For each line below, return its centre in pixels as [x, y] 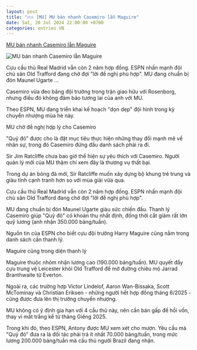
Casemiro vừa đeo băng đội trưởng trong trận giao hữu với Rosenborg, [91, 91]
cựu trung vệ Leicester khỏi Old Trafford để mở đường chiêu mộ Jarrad [92, 269]
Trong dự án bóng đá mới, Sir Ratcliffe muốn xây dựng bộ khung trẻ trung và [98, 174]
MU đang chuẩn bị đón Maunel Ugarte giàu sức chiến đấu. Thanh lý [88, 210]
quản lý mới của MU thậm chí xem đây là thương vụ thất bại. [79, 162]
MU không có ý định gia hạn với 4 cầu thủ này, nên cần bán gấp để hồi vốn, [98, 310]
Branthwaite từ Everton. [35, 275]
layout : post [22, 12]
